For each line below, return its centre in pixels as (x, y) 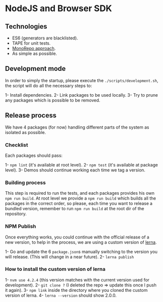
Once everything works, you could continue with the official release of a (77, 237)
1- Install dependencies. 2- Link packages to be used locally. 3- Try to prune (81, 95)
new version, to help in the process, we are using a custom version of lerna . (81, 242)
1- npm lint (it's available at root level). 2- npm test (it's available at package (81, 165)
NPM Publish (21, 226)
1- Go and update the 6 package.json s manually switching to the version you (81, 252)
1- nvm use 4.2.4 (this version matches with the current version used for (77, 280)
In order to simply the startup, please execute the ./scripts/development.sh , (82, 80)
